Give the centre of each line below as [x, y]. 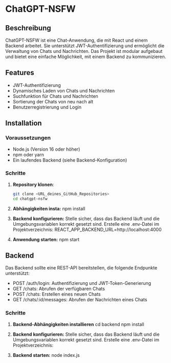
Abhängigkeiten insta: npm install [49, 208]
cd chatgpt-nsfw [30, 198]
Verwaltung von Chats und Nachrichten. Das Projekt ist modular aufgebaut [84, 51]
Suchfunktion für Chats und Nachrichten [55, 96]
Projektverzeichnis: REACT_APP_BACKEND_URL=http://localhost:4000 [87, 229]
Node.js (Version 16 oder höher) [46, 149]
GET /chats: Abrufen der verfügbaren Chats [59, 289]
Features [20, 73]
